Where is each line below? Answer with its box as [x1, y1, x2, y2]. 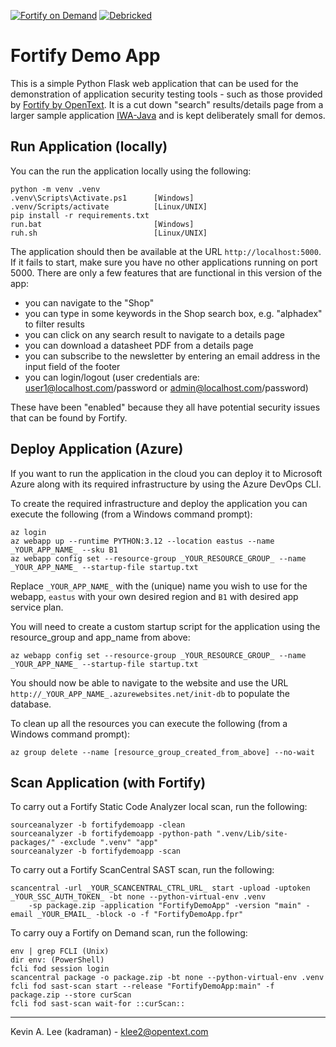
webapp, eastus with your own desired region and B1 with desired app [10, 590, 299, 602]
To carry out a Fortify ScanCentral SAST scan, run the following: [10, 864, 275, 876]
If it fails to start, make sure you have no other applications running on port [10, 256, 318, 268]
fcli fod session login [10, 964, 110, 974]
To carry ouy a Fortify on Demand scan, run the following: [10, 927, 248, 939]
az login [10, 527, 47, 537]
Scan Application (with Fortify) [10, 774, 207, 791]
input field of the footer [24, 360, 121, 372]
